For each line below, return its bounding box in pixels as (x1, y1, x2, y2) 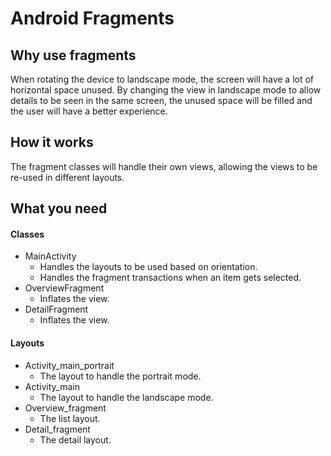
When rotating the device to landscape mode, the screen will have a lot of (10, 73, 315, 85)
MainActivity (24, 250, 77, 262)
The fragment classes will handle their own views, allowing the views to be (10, 160, 318, 172)
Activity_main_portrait (24, 359, 115, 371)
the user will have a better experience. (10, 105, 168, 117)
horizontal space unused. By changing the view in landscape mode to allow (10, 84, 322, 96)
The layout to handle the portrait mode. (39, 370, 202, 382)
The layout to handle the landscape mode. (39, 391, 214, 403)
